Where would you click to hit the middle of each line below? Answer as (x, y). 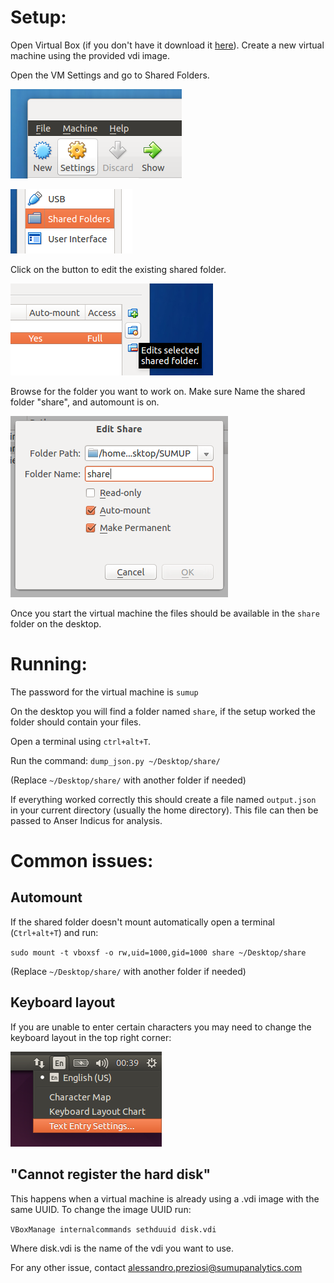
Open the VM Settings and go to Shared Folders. (110, 75)
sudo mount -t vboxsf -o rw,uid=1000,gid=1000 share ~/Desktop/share (158, 952)
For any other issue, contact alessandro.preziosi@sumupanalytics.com (156, 1267)
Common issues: (82, 861)
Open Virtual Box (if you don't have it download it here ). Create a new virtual (167, 45)
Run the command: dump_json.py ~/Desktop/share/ (115, 760)
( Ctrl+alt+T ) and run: (54, 932)
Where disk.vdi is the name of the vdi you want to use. (122, 1248)
